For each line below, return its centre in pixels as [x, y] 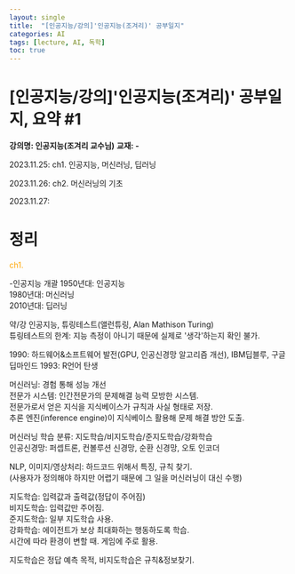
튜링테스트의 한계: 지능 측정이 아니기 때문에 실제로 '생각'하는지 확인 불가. [135, 335]
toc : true [28, 51]
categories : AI [37, 34]
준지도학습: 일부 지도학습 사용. [61, 519]
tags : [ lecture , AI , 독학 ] [57, 42]
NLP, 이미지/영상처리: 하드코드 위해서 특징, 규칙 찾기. [101, 466]
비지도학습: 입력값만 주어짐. [57, 508]
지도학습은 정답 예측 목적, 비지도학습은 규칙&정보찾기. [102, 560]
